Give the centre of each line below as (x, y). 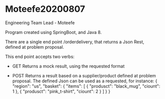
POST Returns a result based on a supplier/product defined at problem (84, 75)
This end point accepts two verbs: (40, 56)
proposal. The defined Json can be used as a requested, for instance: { (85, 81)
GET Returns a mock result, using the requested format (68, 66)
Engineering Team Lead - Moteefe (40, 23)
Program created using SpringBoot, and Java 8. (54, 32)
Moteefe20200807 (45, 9)
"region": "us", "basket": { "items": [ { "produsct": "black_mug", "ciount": (86, 86)
